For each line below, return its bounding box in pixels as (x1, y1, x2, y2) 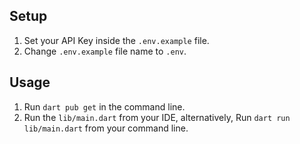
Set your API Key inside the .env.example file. (23, 34, 210, 46)
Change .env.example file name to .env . (23, 45, 187, 57)
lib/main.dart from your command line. (23, 122, 189, 134)
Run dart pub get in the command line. (23, 100, 186, 113)
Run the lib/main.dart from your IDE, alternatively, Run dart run (23, 111, 291, 123)
